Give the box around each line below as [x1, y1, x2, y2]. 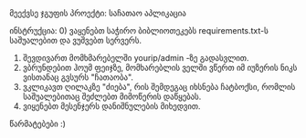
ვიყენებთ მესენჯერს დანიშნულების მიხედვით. [22, 101, 201, 112]
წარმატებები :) [9, 118, 67, 129]
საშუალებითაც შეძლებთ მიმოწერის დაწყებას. [22, 91, 202, 102]
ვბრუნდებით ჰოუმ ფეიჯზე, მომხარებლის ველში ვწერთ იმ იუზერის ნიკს [22, 63, 298, 73]
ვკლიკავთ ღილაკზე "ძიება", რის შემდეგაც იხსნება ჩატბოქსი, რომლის [22, 82, 296, 92]
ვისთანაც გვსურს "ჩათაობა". [22, 72, 134, 83]
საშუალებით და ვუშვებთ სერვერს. [9, 35, 142, 45]
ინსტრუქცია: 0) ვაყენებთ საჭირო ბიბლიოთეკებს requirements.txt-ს [9, 25, 269, 35]
